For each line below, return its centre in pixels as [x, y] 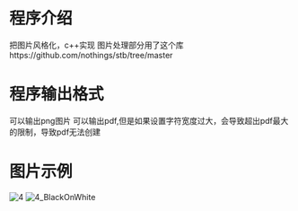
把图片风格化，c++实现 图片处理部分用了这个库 [96, 45]
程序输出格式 [57, 94]
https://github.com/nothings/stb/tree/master [91, 55]
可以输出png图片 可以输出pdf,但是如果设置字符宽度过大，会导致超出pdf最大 [149, 120]
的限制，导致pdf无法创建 [55, 132]
